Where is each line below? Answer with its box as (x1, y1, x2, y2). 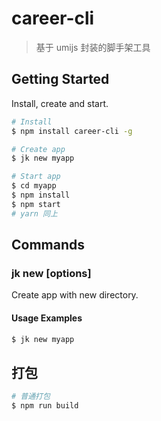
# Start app (11, 172, 61, 182)
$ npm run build (11, 401, 79, 411)
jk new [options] (11, 266, 92, 280)
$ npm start (11, 199, 61, 209)
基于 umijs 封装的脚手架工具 (35, 41, 151, 53)
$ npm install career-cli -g (11, 126, 133, 136)
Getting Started (11, 71, 110, 88)
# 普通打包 (11, 392, 51, 402)
